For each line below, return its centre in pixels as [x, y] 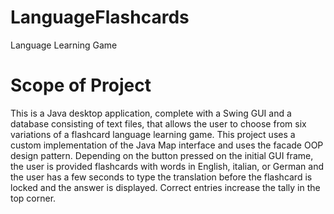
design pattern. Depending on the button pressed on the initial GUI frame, [162, 155]
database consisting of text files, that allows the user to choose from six [158, 123]
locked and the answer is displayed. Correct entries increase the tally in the [165, 187]
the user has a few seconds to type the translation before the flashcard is [161, 177]
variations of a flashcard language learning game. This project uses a [153, 134]
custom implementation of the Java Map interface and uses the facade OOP [167, 145]
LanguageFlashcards [100, 17]
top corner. [33, 198]
